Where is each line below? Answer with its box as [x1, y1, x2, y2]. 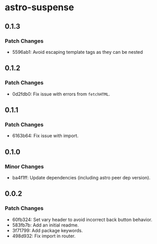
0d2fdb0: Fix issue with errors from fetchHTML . [12, 91, 110, 97]
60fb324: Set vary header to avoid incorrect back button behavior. [12, 216, 153, 222]
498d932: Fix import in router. [12, 233, 76, 239]
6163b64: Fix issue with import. [12, 133, 79, 139]
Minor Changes [5, 163, 44, 170]
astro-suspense [5, 2, 75, 13]
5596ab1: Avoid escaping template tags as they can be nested [12, 49, 143, 55]
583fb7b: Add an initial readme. [12, 222, 79, 228]
